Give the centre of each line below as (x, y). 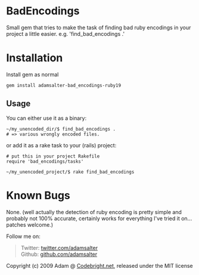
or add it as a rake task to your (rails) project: (61, 145)
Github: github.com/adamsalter (59, 254)
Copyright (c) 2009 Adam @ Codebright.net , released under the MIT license (99, 265)
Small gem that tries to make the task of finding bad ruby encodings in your (99, 27)
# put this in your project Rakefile (53, 156)
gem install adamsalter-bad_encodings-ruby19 (63, 85)
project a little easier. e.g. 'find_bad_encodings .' (66, 33)
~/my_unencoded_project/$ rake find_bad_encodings (70, 172)
